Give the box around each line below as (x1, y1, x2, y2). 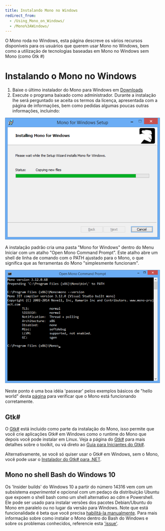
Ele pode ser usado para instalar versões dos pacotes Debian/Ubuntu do (5, 499, 152, 505)
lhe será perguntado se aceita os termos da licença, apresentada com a (12, 98, 158, 104)
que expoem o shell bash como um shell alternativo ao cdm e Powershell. (5, 494, 154, 500)
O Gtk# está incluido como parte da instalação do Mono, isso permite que (5, 426, 155, 432)
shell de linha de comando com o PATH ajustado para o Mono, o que (5, 255, 144, 261)
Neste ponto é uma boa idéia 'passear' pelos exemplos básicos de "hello (5, 388, 153, 394)
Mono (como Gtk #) (5, 53, 45, 59)
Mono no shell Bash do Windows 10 (5, 471, 116, 479)
